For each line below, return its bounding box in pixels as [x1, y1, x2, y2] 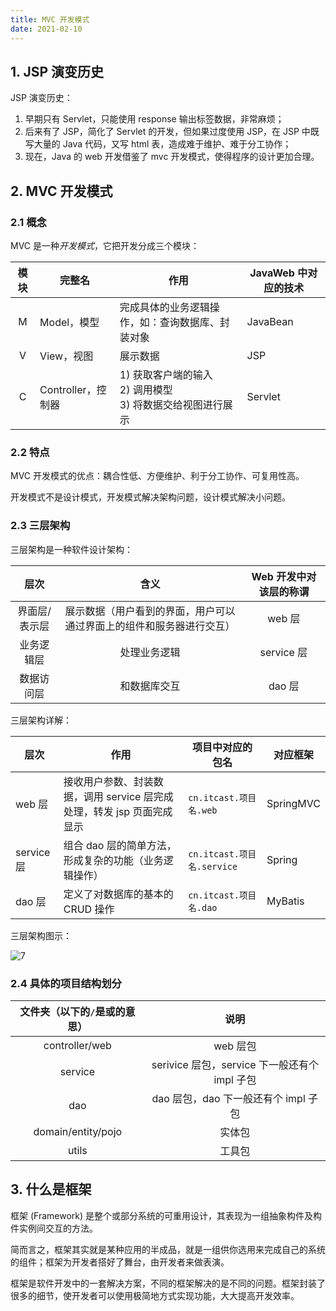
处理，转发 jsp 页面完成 [63, 804, 173, 818]
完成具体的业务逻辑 [119, 301, 210, 314]
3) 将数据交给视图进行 [119, 398, 223, 411]
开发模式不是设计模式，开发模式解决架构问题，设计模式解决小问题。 [10, 491, 291, 503]
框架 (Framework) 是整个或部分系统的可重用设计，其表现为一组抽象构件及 [10, 1209, 314, 1221]
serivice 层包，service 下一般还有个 [151, 1057, 319, 1071]
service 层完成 [106, 789, 174, 803]
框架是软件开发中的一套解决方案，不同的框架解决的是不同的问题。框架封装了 [10, 1277, 326, 1289]
